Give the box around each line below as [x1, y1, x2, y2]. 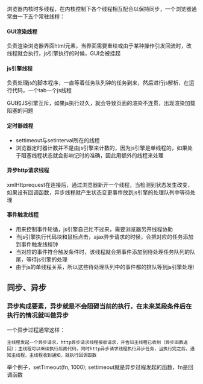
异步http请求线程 [7, 166, 49, 174]
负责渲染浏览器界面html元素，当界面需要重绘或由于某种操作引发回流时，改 [7, 42, 192, 49]
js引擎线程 [7, 65, 33, 72]
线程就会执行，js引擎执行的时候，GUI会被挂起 [7, 50, 121, 57]
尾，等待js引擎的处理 [15, 256, 68, 263]
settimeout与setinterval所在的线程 [15, 136, 100, 143]
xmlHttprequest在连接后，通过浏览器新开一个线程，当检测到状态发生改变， [7, 181, 193, 188]
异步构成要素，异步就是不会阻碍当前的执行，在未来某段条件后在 [7, 302, 192, 310]
